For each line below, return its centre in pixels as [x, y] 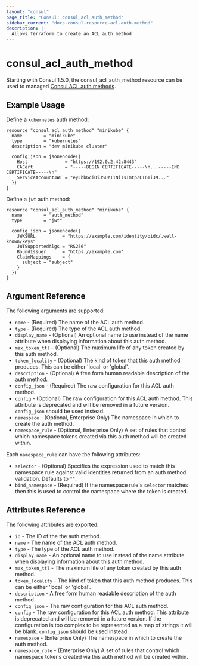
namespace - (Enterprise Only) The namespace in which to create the [98, 637]
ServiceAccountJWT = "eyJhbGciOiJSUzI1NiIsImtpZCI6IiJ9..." [93, 177]
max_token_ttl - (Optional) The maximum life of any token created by [99, 348]
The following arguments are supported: [56, 311]
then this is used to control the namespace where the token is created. [101, 491]
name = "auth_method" [48, 215]
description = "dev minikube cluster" [60, 146]
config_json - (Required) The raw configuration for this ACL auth [94, 385]
